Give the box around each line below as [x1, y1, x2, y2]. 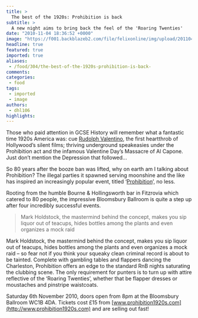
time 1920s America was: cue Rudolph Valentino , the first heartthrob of [6, 135, 179, 142]
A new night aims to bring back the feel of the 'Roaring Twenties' [11, 25, 183, 31]
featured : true [6, 47, 44, 53]
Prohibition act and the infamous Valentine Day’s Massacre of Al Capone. [6, 148, 184, 155]
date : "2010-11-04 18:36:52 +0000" [6, 31, 94, 37]
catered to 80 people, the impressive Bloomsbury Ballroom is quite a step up [6, 196, 192, 203]
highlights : [6, 113, 35, 119]
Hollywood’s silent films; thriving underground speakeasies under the [6, 142, 174, 149]
